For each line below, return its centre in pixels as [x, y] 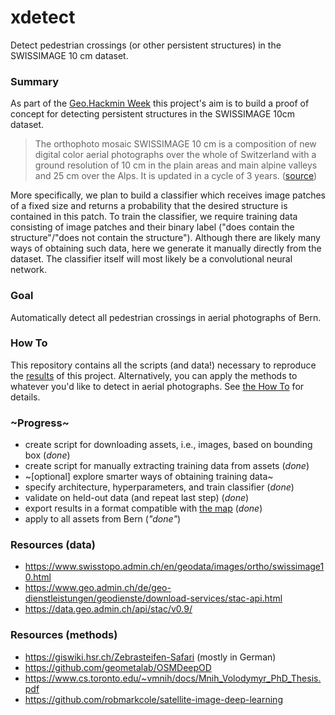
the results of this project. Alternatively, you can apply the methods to [154, 375]
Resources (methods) [64, 635]
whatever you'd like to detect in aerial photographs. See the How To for [157, 386]
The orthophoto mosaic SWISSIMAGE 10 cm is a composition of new [175, 144]
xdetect [43, 17]
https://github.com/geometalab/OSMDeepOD [118, 667]
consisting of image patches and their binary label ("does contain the [152, 227]
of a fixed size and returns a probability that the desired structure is [149, 206]
